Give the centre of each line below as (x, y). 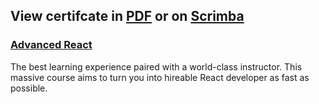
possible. (29, 88)
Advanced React (51, 45)
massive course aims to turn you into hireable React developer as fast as (160, 77)
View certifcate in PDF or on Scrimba (127, 16)
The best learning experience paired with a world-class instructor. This (156, 66)
